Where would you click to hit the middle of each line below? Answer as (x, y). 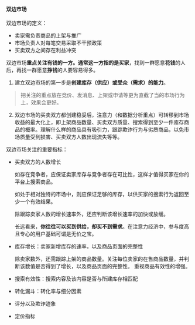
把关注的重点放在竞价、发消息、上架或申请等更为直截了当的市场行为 (102, 95)
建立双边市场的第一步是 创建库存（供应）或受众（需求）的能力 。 (91, 83)
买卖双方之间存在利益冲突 (45, 51)
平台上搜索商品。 (35, 182)
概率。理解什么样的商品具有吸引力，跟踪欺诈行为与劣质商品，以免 (105, 130)
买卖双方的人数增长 (38, 162)
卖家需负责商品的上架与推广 (48, 36)
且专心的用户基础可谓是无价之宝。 (56, 234)
